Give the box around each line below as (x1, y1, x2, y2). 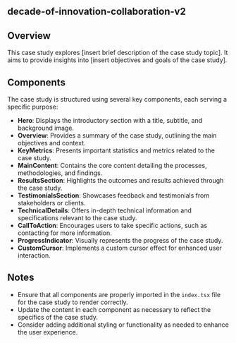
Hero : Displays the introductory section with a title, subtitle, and (17, 116, 203, 125)
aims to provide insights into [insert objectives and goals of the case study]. (7, 56, 228, 64)
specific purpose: (7, 102, 58, 112)
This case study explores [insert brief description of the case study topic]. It (7, 49, 228, 57)
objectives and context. (17, 139, 86, 148)
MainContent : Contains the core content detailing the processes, (17, 162, 207, 170)
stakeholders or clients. (17, 199, 86, 207)
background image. (17, 124, 75, 133)
